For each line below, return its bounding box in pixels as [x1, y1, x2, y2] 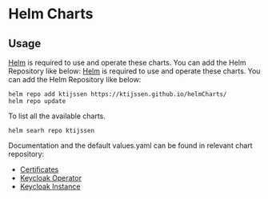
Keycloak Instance [19, 181, 81, 191]
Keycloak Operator [19, 173, 82, 182]
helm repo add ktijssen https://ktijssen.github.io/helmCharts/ [8, 90, 227, 98]
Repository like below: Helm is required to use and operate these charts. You [8, 66, 261, 76]
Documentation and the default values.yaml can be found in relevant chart [8, 141, 254, 150]
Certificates [19, 165, 59, 174]
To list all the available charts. [8, 111, 106, 121]
